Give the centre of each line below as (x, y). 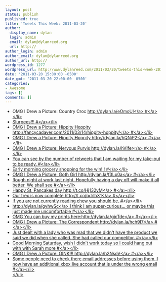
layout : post (19, 10)
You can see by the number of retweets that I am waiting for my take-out (86, 159)
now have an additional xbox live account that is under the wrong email (84, 264)
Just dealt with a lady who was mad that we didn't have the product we (85, 232)
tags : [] (14, 93)
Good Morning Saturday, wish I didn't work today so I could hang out (82, 243)
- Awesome (15, 88)
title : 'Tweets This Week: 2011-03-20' (46, 24)
